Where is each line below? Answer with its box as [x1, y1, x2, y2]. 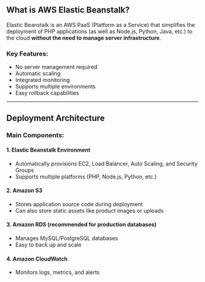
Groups [15, 166, 34, 174]
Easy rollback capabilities [15, 89, 79, 97]
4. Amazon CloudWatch [6, 255, 68, 262]
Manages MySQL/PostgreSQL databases [15, 235, 118, 242]
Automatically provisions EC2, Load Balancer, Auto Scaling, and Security [15, 160, 198, 167]
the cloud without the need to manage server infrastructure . [6, 34, 162, 42]
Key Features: [6, 49, 49, 58]
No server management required [15, 64, 98, 71]
